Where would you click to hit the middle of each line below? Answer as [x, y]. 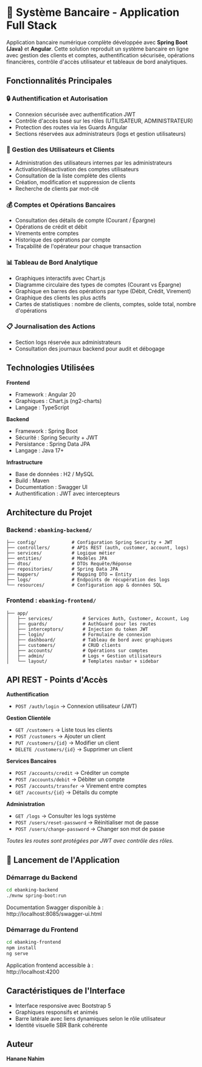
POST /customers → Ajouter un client [60, 737]
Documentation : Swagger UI [51, 487]
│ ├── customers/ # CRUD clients [64, 645]
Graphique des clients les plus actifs [61, 298]
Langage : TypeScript [42, 407]
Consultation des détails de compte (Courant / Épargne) [85, 220]
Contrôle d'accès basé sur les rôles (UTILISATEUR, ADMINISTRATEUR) [104, 121]
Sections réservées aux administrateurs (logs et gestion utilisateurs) [100, 134]
